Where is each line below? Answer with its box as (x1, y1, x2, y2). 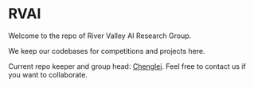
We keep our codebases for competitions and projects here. (8, 46, 205, 55)
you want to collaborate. (8, 70, 88, 79)
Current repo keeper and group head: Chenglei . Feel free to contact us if (8, 61, 247, 71)
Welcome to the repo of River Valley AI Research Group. (8, 31, 192, 40)
